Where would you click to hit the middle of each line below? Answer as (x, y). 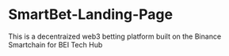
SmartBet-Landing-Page (90, 15)
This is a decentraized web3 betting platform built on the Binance (115, 36)
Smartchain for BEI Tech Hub (55, 44)
